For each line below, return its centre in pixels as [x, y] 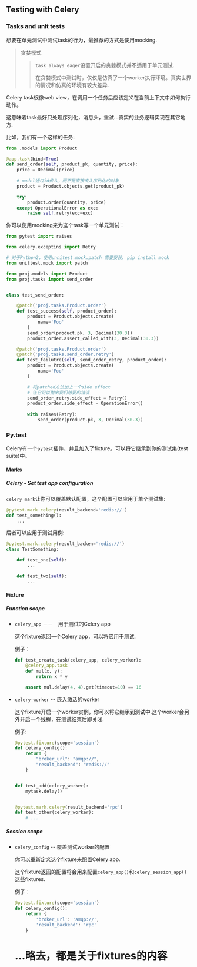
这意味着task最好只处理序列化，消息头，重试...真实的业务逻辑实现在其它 [93, 117]
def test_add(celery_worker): [52, 786]
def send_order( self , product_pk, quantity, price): [72, 164]
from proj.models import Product [47, 274]
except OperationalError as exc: [58, 208]
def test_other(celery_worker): [54, 813]
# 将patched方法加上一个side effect [69, 387]
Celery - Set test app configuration [50, 483]
